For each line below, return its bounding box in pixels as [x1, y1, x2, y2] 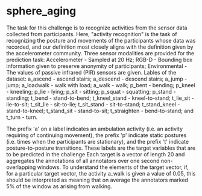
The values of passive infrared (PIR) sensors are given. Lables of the [6, 69, 177, 76]
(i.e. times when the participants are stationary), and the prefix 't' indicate [6, 138, 189, 145]
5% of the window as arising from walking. [6, 182, 113, 190]
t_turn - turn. [6, 113, 38, 121]
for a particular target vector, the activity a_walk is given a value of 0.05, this [6, 170, 196, 177]
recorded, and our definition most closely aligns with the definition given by [6, 43, 194, 51]
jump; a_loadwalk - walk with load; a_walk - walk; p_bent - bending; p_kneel [6, 81, 195, 88]
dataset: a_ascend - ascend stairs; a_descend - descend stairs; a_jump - [6, 75, 188, 82]
